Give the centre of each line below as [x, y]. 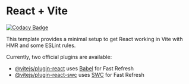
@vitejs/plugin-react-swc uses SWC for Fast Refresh [79, 74]
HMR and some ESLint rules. [41, 45]
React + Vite [37, 11]
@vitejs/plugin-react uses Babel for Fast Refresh [74, 68]
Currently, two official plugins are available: [59, 57]
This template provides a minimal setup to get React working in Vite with [94, 39]
